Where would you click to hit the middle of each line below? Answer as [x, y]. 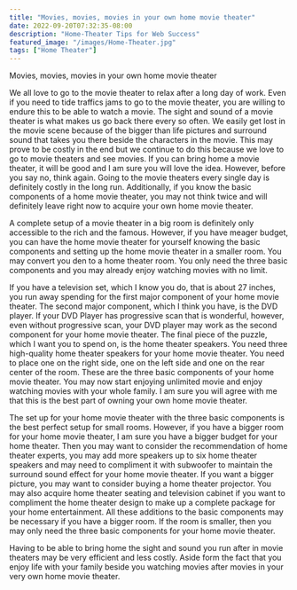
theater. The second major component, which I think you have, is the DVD [144, 306]
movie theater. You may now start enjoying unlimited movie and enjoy [136, 382]
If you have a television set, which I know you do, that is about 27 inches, [143, 287]
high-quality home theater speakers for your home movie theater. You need [147, 354]
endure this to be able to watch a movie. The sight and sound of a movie [141, 112]
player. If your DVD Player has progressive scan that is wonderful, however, [147, 316]
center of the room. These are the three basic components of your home [142, 373]
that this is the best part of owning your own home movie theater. [129, 401]
